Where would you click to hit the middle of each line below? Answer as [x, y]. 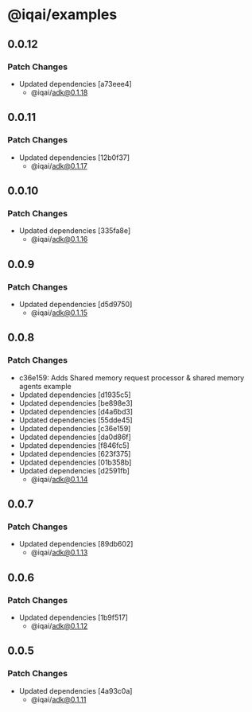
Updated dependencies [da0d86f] [75, 437]
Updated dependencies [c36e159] [75, 428]
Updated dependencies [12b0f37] [74, 158]
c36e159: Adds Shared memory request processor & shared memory [132, 377]
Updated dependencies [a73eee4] [75, 84]
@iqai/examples [62, 15]
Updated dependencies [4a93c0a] [76, 691]
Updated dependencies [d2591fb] [74, 470]
